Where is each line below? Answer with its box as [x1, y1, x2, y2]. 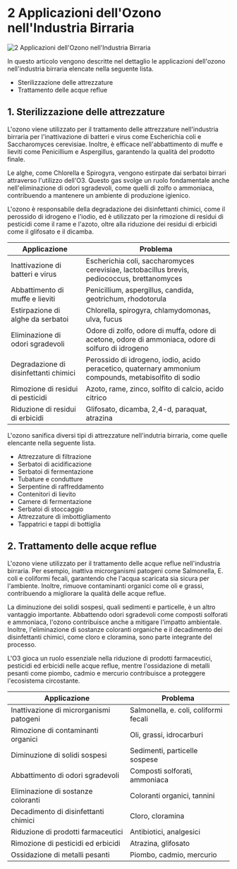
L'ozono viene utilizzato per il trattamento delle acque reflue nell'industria [7, 559, 221, 568]
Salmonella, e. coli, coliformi [130, 705, 223, 714]
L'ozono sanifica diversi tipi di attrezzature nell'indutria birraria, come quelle [7, 431, 228, 439]
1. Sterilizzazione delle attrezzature [7, 106, 165, 118]
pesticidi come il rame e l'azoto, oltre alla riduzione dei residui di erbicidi [7, 220, 217, 228]
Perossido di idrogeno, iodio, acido [85, 354, 201, 364]
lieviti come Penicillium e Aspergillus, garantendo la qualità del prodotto [7, 147, 215, 156]
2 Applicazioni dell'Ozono [7, 5, 162, 21]
